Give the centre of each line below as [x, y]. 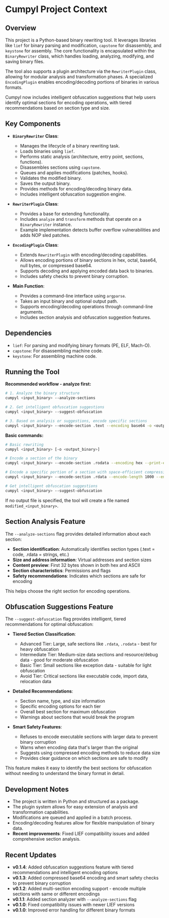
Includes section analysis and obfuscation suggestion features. [86, 317]
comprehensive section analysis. [47, 839]
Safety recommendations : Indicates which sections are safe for [79, 576]
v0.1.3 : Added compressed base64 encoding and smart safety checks [86, 878]
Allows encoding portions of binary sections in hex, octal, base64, [89, 260]
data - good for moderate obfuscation [59, 660]
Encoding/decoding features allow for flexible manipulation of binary [83, 823]
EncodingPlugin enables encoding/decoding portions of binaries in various [82, 82]
